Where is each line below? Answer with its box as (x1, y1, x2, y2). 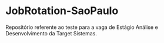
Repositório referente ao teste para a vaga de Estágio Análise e (5, 24, 158, 31)
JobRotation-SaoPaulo (5, 4, 119, 18)
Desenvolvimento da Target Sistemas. (5, 29, 98, 37)
